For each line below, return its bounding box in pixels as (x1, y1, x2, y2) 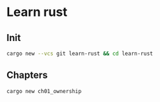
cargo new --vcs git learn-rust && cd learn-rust (6, 50, 154, 57)
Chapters (6, 69, 48, 81)
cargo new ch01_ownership (6, 87, 81, 94)
